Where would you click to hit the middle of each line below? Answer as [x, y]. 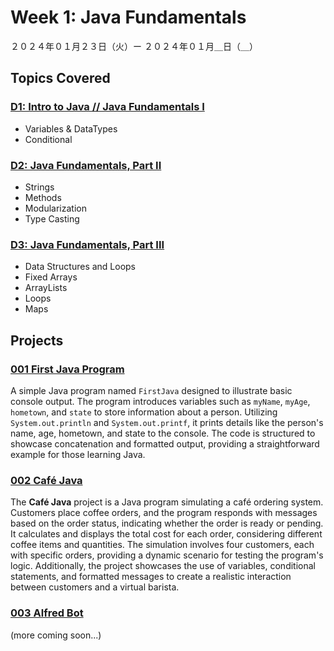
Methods [43, 197]
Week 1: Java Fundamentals [128, 17]
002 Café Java [46, 480]
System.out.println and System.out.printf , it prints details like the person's [167, 422]
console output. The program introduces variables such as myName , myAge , [160, 401]
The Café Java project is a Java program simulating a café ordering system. [167, 502]
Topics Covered [60, 78]
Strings [39, 187]
